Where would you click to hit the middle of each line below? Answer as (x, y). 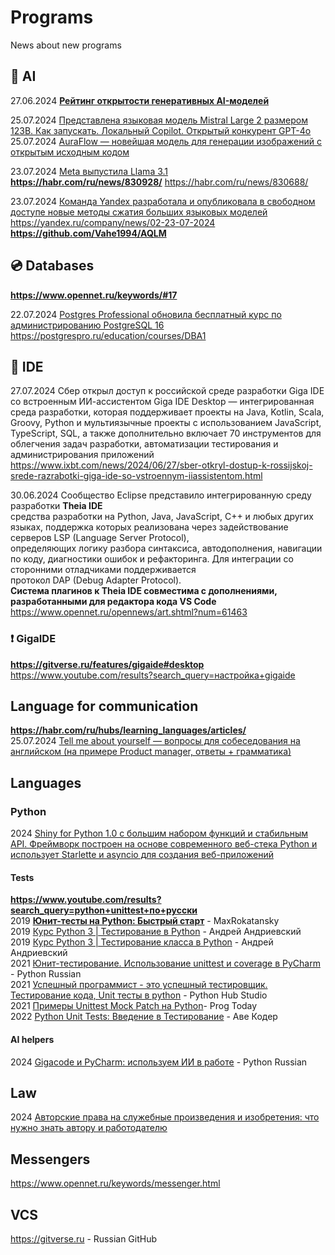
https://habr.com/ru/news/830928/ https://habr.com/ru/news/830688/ (159, 182)
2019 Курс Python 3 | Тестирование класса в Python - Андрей (142, 942)
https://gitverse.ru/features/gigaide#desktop (107, 664)
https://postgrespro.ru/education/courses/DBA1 (108, 335)
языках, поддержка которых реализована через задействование (149, 527)
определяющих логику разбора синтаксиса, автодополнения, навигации (166, 548)
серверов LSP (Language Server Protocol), (100, 538)
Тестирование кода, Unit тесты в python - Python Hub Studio (139, 995)
